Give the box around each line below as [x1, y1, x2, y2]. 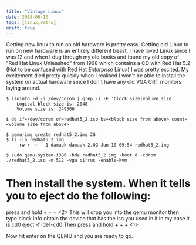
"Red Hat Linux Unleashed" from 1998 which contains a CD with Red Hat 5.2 [6, 60, 191, 67]
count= [171, 117, 188, 122]
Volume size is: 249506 [16, 106, 75, 112]
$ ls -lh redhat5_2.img [6, 137, 65, 143]
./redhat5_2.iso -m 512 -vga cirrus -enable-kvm [6, 158, 127, 164]
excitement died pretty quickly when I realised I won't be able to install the [6, 72, 186, 79]
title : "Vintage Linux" [6, 8, 65, 15]
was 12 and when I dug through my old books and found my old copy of [6, 53, 180, 60]
